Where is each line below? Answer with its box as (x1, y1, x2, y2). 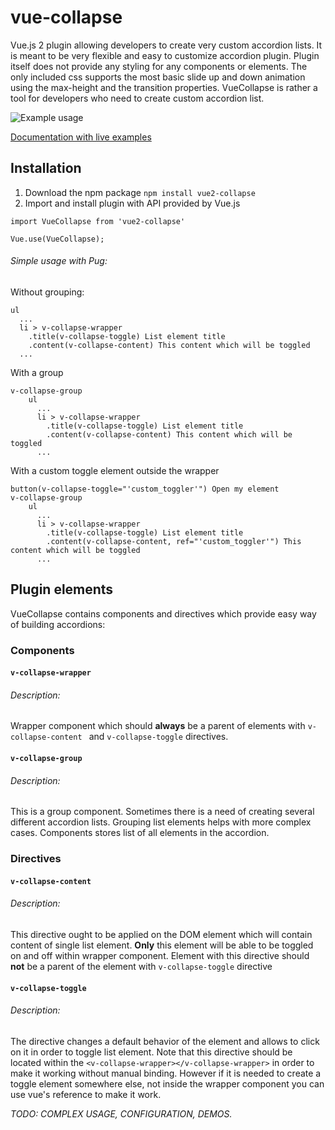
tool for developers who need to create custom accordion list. (10, 92, 265, 104)
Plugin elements (10, 581, 114, 598)
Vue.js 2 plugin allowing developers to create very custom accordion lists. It (10, 39, 323, 51)
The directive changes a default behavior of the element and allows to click (10, 1035, 320, 1047)
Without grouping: (10, 286, 85, 298)
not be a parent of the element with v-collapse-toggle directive (10, 961, 273, 972)
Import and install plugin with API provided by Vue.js (24, 197, 241, 209)
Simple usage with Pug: (10, 255, 108, 267)
